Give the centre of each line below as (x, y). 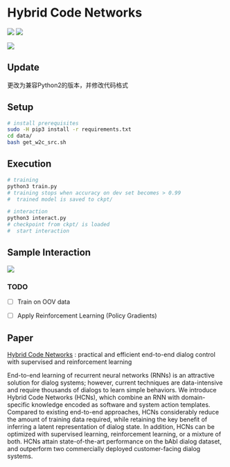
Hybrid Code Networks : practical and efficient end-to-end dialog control (112, 354)
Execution (29, 164)
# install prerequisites (43, 123)
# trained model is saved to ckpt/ (60, 199)
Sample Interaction (49, 253)
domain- (193, 397)
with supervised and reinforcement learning (70, 362)
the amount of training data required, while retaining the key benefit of (107, 419)
